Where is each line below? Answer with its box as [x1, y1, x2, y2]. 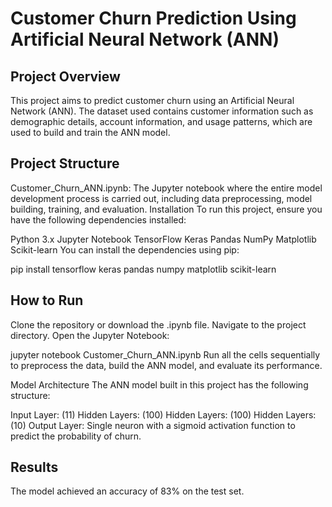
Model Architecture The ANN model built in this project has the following [10, 378, 309, 391]
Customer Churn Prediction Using [10, 7, 297, 30]
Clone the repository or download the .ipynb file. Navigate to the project [10, 318, 307, 331]
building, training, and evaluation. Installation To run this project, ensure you [10, 203, 323, 215]
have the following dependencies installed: [10, 213, 187, 226]
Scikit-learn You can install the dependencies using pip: [10, 243, 240, 256]
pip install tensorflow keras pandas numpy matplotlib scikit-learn [10, 263, 277, 275]
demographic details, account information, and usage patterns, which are [10, 116, 313, 127]
